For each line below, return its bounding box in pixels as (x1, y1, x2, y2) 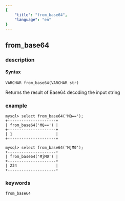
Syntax (5, 69, 21, 75)
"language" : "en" (14, 17, 52, 22)
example (5, 102, 27, 109)
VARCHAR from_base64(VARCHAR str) (5, 80, 79, 85)
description (5, 56, 35, 63)
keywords (5, 179, 31, 186)
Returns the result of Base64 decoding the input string (5, 89, 120, 95)
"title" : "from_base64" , (14, 12, 68, 17)
